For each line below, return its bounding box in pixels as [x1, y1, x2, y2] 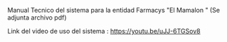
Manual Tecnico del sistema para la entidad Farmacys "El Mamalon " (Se [7, 6, 221, 14]
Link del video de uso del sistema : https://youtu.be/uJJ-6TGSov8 [7, 27, 201, 35]
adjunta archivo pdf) [7, 13, 67, 22]
